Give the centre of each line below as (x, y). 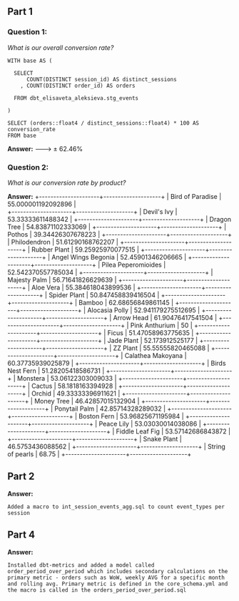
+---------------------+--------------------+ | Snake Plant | (95, 438)
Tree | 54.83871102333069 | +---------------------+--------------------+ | (117, 227)
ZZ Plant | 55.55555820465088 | (161, 348)
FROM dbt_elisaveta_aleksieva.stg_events (76, 98)
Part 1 (20, 12)
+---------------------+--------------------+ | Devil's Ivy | (92, 211)
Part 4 (21, 535)
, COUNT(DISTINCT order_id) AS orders (78, 86)
